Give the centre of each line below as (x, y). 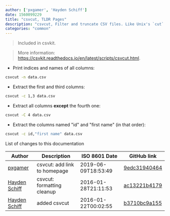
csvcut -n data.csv (26, 77)
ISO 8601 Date (99, 156)
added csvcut (53, 203)
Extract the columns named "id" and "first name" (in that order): (79, 125)
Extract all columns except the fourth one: (56, 105)
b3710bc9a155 (143, 203)
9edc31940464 (143, 168)
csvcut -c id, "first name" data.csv (44, 134)
